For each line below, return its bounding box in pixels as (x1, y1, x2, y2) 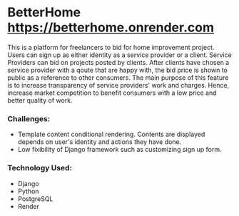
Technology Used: (7, 163, 73, 173)
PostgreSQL (17, 194, 54, 203)
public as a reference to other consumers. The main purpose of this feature (7, 73, 229, 82)
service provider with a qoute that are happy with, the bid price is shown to (7, 66, 228, 74)
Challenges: (7, 113, 51, 123)
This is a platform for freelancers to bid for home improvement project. (7, 43, 215, 51)
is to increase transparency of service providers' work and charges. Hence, (7, 81, 230, 89)
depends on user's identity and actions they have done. (17, 138, 182, 146)
